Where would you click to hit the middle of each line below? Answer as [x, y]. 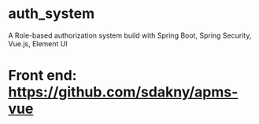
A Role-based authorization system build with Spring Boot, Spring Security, [130, 35]
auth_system [52, 14]
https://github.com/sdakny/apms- [123, 92]
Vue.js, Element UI [38, 43]
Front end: [43, 76]
